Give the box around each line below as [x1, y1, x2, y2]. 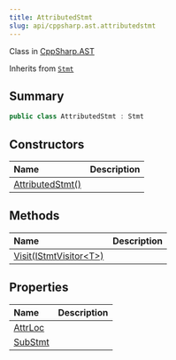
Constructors [9, 137, 85, 152]
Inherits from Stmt [9, 63, 74, 74]
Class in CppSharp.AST [9, 45, 95, 56]
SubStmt [13, 335, 50, 348]
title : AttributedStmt [9, 12, 93, 22]
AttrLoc [13, 321, 45, 333]
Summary [9, 88, 65, 103]
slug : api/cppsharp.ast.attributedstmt [9, 21, 157, 30]
